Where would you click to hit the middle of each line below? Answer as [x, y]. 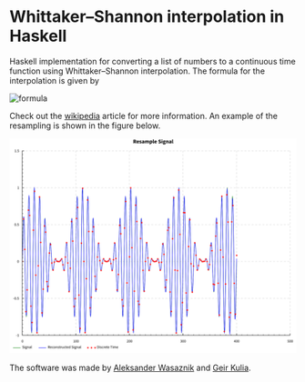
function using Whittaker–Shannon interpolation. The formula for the [137, 71]
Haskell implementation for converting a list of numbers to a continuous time [152, 61]
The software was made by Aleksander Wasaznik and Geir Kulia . [131, 367]
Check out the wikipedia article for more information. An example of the [143, 116]
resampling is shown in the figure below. [85, 126]
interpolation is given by [55, 80]
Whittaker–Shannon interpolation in [147, 17]
